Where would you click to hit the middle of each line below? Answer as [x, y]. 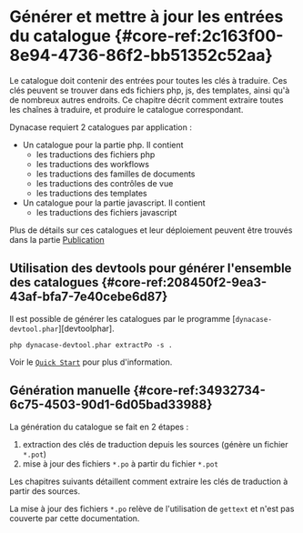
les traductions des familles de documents [116, 174]
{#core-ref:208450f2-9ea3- [184, 282]
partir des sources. [45, 491]
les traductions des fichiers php [96, 154]
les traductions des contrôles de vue [105, 183]
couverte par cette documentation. [75, 518]
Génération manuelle [70, 391]
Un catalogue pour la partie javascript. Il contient [114, 203]
